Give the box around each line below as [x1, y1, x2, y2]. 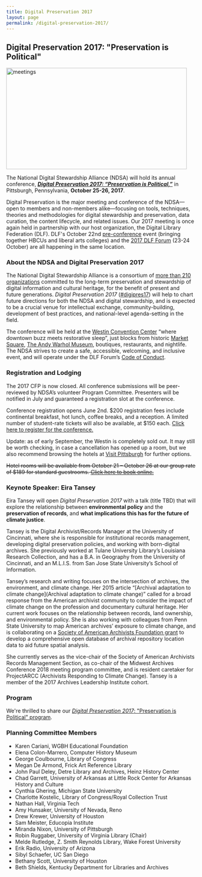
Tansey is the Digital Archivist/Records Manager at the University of [6, 528, 174, 535]
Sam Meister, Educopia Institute [14, 819, 94, 826]
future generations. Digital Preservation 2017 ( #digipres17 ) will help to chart [6, 291, 194, 298]
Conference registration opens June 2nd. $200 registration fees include [6, 407, 185, 414]
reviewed [6, 389, 29, 396]
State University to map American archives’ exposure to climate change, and [6, 622, 196, 630]
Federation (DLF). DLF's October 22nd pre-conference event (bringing [6, 231, 181, 238]
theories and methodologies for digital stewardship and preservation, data [6, 211, 190, 219]
